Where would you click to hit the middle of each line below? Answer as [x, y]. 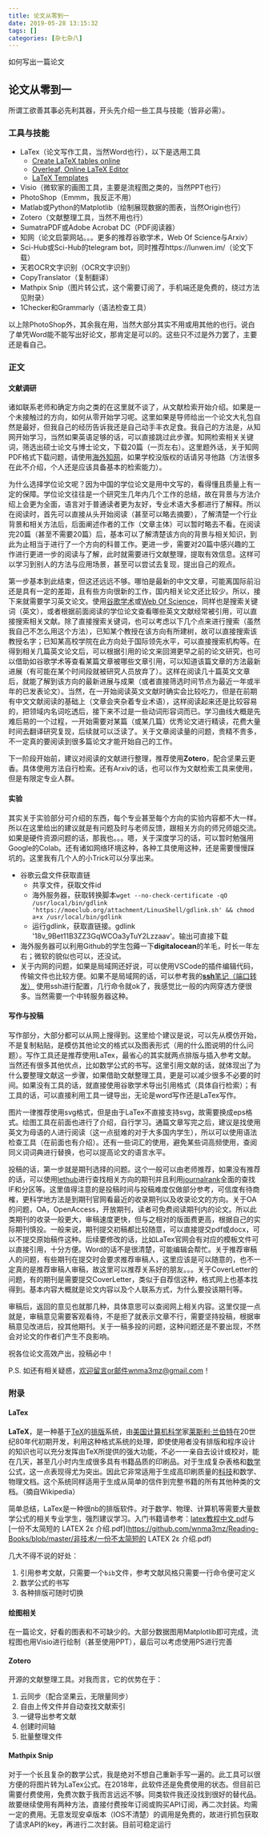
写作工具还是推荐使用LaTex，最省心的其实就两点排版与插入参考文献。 [141, 1055]
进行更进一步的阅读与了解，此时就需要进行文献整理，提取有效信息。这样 [134, 554]
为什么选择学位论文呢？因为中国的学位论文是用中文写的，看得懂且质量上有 [131, 484]
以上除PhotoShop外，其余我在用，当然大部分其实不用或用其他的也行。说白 [132, 324]
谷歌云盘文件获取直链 [55, 874]
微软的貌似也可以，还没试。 [80, 956]
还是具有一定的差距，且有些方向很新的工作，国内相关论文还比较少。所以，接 [134, 591]
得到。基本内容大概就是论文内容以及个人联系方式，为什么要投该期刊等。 [127, 1289]
